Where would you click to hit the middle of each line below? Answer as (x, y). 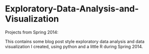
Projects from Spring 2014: (32, 32)
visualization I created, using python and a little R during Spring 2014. (74, 46)
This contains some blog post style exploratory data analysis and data (75, 41)
